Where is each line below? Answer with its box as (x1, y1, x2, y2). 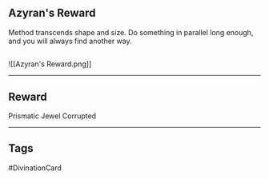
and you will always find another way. (8, 36, 132, 46)
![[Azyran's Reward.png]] (8, 59, 92, 69)
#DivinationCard (8, 163, 62, 173)
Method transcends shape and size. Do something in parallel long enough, (8, 27, 254, 37)
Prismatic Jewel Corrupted (8, 111, 97, 121)
